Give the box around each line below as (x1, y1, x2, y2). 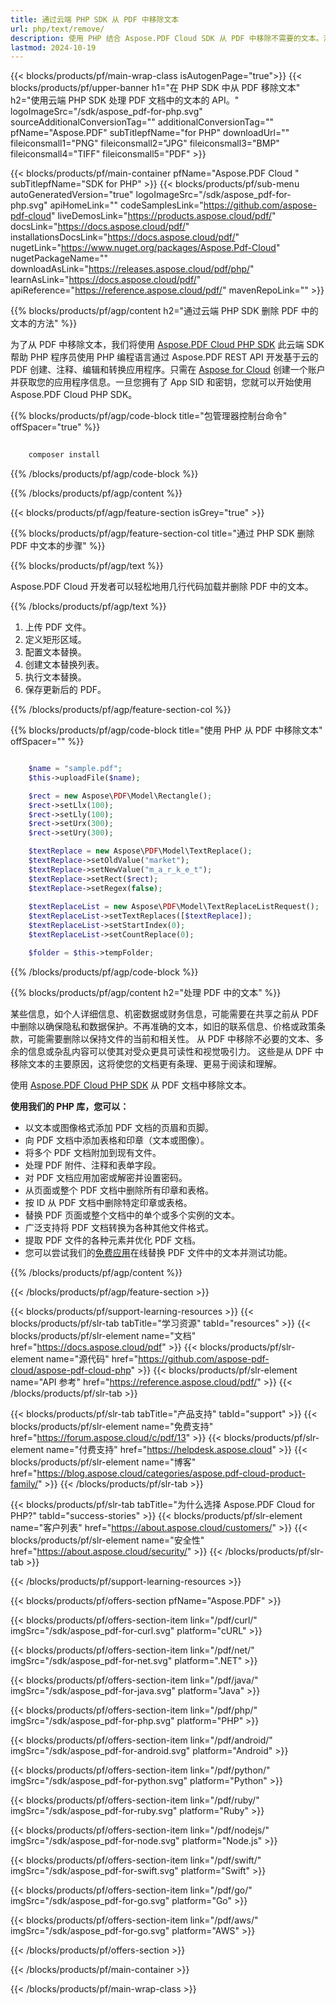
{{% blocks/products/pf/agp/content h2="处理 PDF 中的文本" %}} (10, 986, 282, 998)
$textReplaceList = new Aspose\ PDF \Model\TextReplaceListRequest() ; (28, 902, 320, 912)
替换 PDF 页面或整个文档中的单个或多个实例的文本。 (24, 1209, 240, 1221)
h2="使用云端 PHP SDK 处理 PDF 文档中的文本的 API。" (10, 94, 240, 106)
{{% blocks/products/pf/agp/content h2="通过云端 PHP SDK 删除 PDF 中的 (10, 305, 319, 317)
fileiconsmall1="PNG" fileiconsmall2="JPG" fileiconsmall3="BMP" (10, 137, 280, 150)
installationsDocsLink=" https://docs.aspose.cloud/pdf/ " (10, 231, 240, 243)
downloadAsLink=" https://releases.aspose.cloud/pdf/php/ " (10, 263, 255, 275)
